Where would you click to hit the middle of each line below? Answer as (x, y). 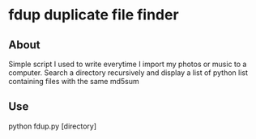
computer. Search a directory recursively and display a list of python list (128, 73)
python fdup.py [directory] (53, 126)
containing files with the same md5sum (74, 81)
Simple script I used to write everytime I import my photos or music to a (128, 64)
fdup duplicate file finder (94, 15)
